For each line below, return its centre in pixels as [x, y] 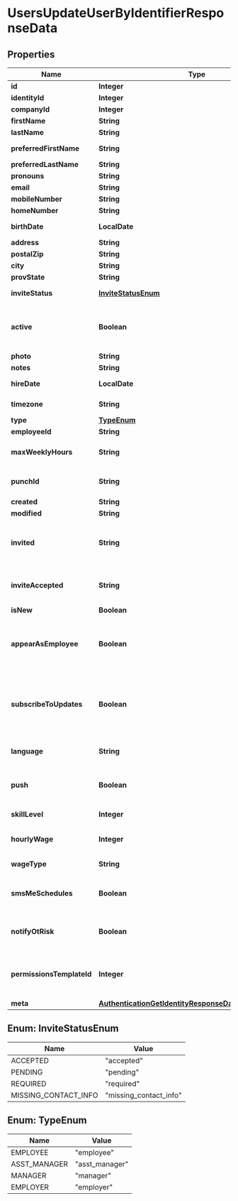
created [24, 502]
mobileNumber [36, 199]
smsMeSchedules [42, 893]
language [27, 751]
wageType [29, 864]
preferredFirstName [45, 148]
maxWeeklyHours [42, 452]
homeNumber [35, 211]
